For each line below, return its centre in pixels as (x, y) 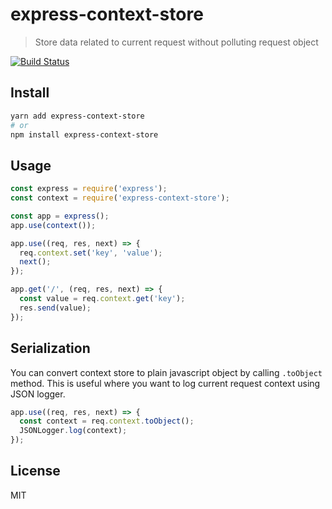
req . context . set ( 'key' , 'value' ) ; (91, 253)
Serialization (50, 348)
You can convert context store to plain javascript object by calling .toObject (166, 372)
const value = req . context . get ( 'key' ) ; (102, 299)
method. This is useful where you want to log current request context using (165, 383)
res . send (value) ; (55, 308)
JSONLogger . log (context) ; (73, 431)
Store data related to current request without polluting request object (176, 42)
